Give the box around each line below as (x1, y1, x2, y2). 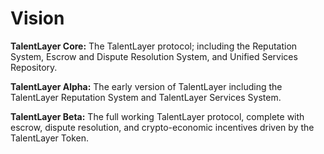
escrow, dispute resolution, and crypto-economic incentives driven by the (10, 121, 315, 133)
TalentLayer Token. (10, 132, 89, 144)
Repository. (10, 61, 58, 73)
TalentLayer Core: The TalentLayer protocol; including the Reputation (10, 40, 298, 52)
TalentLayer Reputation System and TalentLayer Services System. (10, 91, 282, 103)
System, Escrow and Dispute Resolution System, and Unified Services (10, 50, 298, 62)
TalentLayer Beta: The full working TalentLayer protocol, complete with (10, 110, 305, 122)
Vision (10, 7, 65, 30)
